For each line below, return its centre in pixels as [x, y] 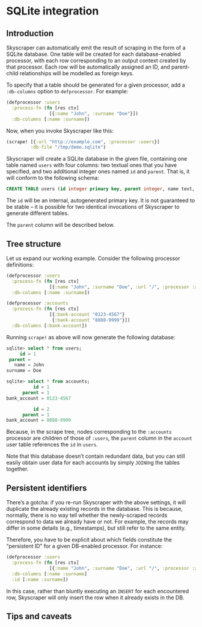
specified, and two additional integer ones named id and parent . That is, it [98, 171]
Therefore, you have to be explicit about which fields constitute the [89, 540]
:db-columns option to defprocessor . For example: [67, 91]
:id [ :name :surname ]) [40, 579]
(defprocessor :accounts [37, 303]
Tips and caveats [39, 616]
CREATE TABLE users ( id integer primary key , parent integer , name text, [101, 189]
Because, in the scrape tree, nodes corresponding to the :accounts [89, 432]
